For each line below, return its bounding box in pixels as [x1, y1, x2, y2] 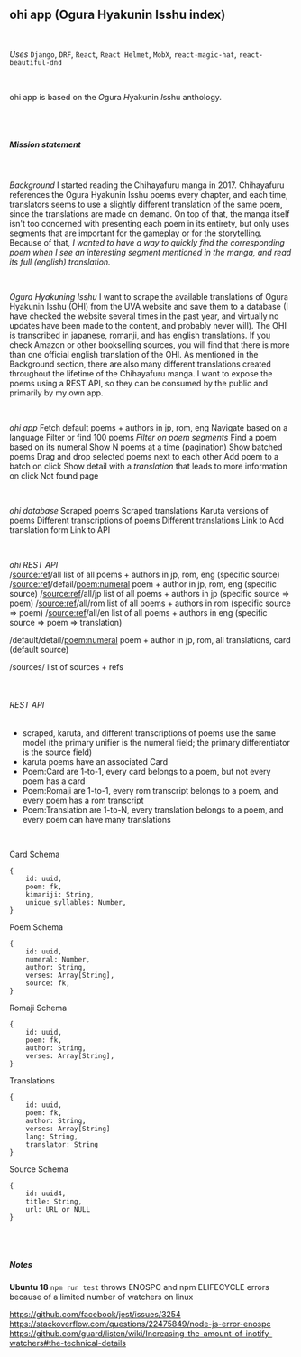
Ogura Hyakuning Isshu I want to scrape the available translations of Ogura [9, 291, 288, 302]
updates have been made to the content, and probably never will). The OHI [9, 320, 287, 330]
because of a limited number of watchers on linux [9, 1291, 194, 1302]
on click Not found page [9, 469, 99, 481]
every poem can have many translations [22, 813, 171, 824]
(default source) [9, 644, 69, 655]
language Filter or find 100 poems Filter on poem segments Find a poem [9, 432, 277, 442]
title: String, [25, 1196, 83, 1206]
